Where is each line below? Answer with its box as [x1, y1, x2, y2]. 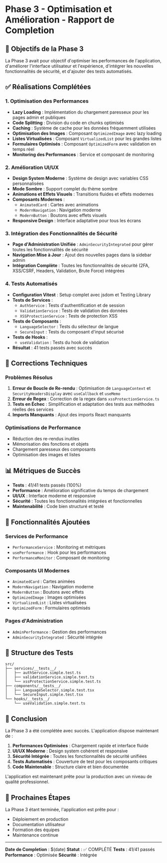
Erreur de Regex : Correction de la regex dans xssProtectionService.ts [12, 396, 160, 402]
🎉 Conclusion [5, 714, 47, 723]
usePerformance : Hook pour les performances [12, 549, 106, 555]
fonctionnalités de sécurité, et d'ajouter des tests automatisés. [5, 68, 133, 74]
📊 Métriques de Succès [5, 466, 81, 475]
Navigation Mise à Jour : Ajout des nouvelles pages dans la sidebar [12, 252, 152, 258]
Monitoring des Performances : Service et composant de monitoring [12, 151, 154, 158]
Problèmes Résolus [5, 374, 53, 381]
